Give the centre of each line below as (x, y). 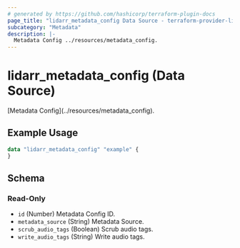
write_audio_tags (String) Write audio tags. (81, 237)
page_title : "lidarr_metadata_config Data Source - (86, 21)
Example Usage (43, 133)
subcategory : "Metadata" (44, 27)
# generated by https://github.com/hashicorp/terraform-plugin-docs (111, 14)
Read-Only (27, 198)
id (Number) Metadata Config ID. (66, 214)
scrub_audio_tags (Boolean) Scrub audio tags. (85, 229)
